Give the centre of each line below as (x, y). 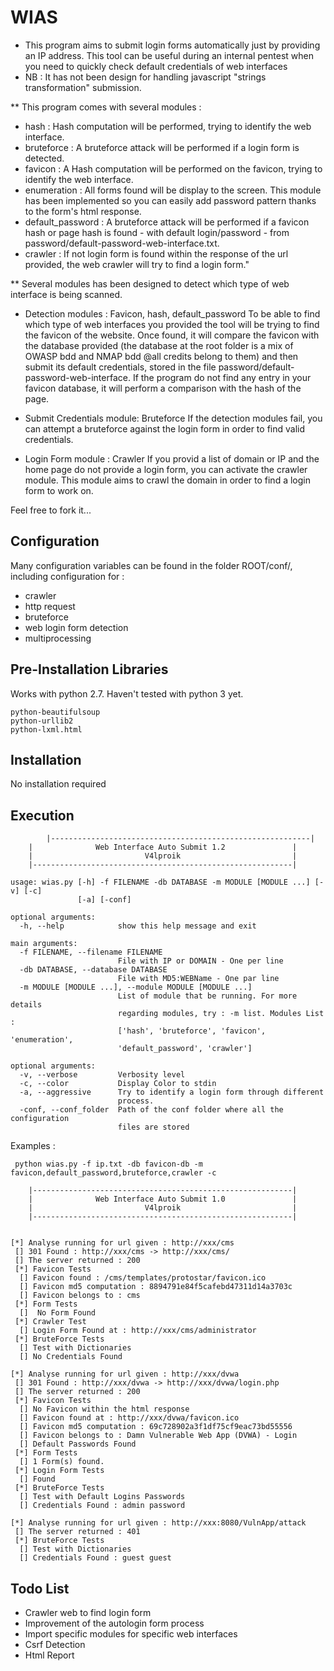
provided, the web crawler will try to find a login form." (137, 264)
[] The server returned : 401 (77, 1532)
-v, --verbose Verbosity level (102, 1075)
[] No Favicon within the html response (104, 1409)
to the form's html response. (83, 211)
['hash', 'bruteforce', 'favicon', (192, 1031)
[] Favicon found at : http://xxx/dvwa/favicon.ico (129, 1418)
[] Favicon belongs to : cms (80, 1296)
